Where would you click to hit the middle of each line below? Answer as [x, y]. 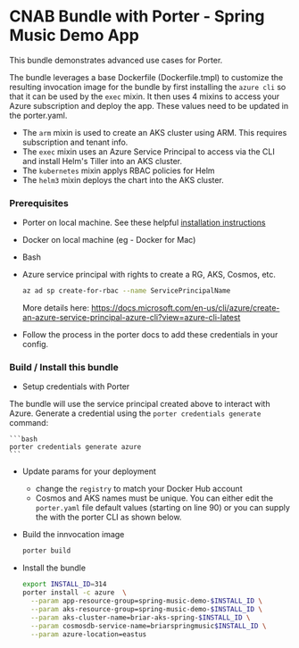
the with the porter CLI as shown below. [108, 517]
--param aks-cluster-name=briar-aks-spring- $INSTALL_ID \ [141, 618]
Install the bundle [54, 568]
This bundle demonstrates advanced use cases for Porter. [116, 60]
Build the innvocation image [73, 535]
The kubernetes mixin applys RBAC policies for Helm [119, 170]
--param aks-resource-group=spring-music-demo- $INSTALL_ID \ [147, 609]
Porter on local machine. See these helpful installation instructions [144, 223]
